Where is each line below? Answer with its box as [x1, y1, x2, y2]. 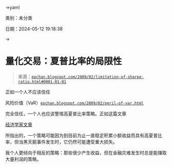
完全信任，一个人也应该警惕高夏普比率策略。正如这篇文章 [5, 110, 126, 117]
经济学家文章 [5, 121, 32, 128]
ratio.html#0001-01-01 [17, 79, 67, 84]
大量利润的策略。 [5, 156, 41, 162]
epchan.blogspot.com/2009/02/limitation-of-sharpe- [31, 74, 144, 79]
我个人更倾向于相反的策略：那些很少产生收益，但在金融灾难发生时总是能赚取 [5, 150, 167, 156]
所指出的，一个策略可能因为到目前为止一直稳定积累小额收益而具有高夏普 [5, 132, 158, 138]
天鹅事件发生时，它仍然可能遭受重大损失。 [27, 138, 118, 145]
